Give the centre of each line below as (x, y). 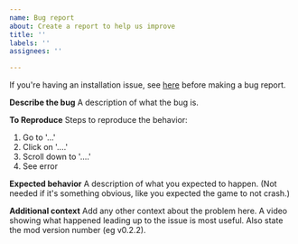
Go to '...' (39, 137)
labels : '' (30, 43)
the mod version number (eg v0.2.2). (78, 230)
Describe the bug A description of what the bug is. (104, 103)
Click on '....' (45, 147)
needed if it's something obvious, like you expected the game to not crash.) (150, 193)
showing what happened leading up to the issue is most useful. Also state (146, 221)
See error (40, 166)
